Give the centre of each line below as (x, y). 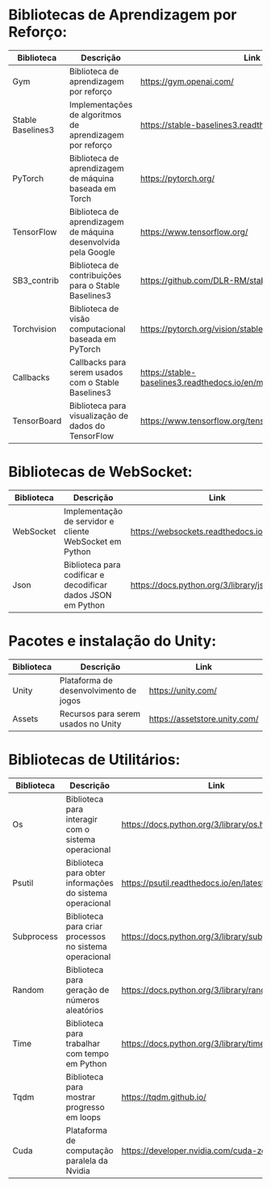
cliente (77, 531)
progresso (85, 1107)
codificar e (84, 575)
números (83, 1000)
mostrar (81, 1097)
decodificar (85, 585)
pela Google (92, 252)
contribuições (96, 275)
